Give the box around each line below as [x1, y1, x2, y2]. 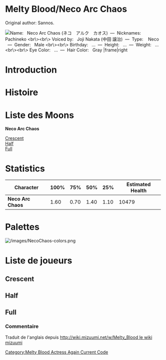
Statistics [5, 163, 45, 174]
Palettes [5, 221, 40, 233]
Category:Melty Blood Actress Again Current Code [5, 349, 109, 355]
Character [14, 184, 39, 191]
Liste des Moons [5, 110, 74, 120]
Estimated [126, 181, 151, 188]
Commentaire [5, 323, 39, 330]
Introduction [5, 64, 57, 76]
